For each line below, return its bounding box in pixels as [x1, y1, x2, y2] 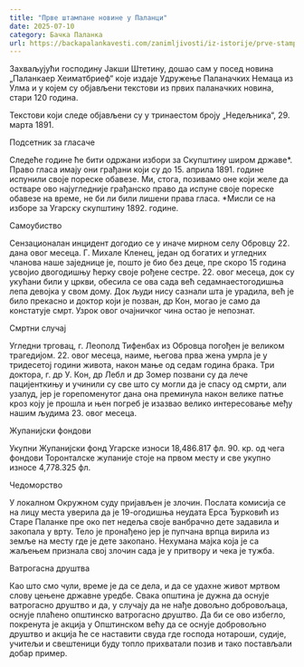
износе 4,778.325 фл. [9, 462, 91, 473]
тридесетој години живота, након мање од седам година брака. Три [9, 360, 275, 371]
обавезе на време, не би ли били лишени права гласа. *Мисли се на [9, 193, 276, 204]
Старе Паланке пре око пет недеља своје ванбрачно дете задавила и [9, 517, 280, 527]
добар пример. [9, 648, 68, 659]
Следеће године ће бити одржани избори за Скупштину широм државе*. [9, 155, 293, 166]
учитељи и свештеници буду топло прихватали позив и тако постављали [9, 638, 292, 649]
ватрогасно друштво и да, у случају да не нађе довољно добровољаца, [9, 600, 288, 611]
